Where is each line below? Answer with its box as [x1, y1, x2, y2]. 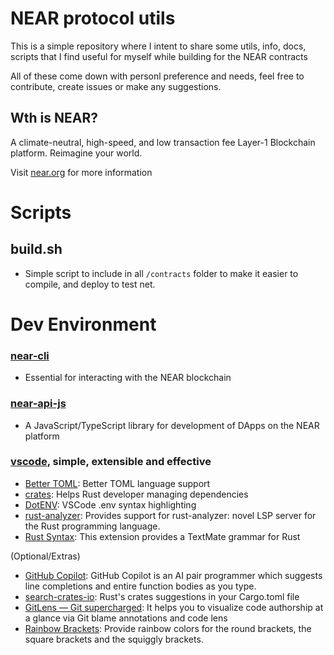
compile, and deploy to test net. [24, 278, 156, 290]
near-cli [10, 348, 50, 362]
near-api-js [10, 397, 67, 411]
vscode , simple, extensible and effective [10, 455, 212, 469]
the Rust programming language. [24, 520, 161, 532]
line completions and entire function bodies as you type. [24, 580, 257, 592]
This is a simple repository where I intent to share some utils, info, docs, [10, 40, 307, 52]
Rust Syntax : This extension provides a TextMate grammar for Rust [24, 530, 301, 542]
